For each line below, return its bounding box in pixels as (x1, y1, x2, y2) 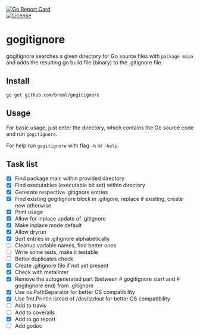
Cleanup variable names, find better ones (14, 241, 117, 249)
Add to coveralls (14, 309, 55, 316)
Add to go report (14, 315, 56, 322)
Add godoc (14, 322, 43, 329)
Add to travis (14, 302, 46, 309)
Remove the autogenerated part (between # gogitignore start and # (14, 275, 180, 283)
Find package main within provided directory (14, 175, 125, 182)
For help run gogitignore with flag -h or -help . (6, 142, 119, 149)
